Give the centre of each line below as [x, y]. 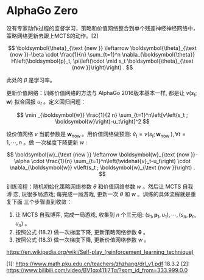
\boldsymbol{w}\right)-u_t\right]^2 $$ [102, 121]
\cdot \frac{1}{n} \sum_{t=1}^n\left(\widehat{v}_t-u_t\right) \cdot [111, 161]
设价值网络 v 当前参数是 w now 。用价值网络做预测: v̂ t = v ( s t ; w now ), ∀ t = [96, 135]
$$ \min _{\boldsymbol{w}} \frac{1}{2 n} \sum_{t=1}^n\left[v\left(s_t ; [102, 115]
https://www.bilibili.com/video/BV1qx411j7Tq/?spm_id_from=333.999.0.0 [97, 270]
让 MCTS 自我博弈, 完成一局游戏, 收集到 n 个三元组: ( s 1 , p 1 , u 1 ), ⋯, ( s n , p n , [106, 215]
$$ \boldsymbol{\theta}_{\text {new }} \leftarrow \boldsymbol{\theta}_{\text [102, 48]
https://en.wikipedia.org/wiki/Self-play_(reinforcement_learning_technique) [100, 252]
